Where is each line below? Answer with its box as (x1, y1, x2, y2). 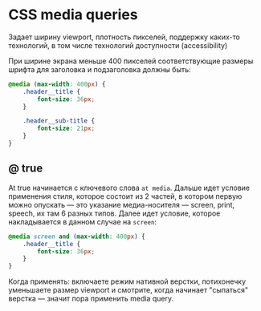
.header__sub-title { (22, 117, 95, 125)
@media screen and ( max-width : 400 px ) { (8, 232, 146, 240)
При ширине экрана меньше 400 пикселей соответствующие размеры (8, 56, 254, 66)
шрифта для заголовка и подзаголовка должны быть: (8, 64, 191, 74)
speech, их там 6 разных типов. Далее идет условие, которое (8, 208, 221, 218)
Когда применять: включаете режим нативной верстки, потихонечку (8, 277, 247, 286)
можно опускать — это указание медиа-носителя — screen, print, (8, 200, 235, 209)
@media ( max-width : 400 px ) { (8, 80, 106, 88)
